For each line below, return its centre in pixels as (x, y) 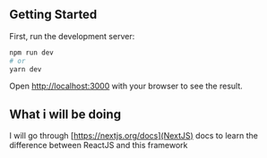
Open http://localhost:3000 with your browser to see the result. (126, 86)
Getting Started (53, 15)
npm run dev (31, 53)
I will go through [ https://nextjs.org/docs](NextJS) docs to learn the (133, 136)
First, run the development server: (72, 36)
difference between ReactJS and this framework (99, 146)
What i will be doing (65, 114)
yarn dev (26, 69)
